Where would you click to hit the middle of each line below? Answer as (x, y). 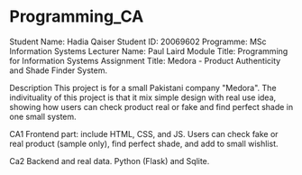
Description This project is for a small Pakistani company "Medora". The (143, 87)
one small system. (43, 116)
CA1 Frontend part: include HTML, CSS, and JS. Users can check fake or (144, 134)
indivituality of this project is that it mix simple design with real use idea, (143, 97)
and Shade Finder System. (59, 70)
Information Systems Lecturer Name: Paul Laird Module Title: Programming (149, 51)
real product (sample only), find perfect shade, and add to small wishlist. (144, 143)
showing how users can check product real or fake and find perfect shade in (151, 106)
